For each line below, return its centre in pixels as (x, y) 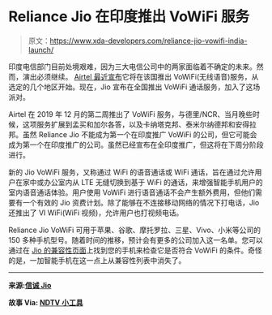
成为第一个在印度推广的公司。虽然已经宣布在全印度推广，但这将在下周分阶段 (136, 145)
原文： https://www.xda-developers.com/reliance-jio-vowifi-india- (138, 41)
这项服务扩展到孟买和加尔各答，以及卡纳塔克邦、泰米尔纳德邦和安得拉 (139, 124)
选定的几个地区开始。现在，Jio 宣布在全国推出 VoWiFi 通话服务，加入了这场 (134, 87)
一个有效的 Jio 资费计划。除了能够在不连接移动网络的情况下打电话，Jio (141, 202)
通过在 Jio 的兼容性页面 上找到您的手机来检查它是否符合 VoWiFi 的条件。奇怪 (136, 250)
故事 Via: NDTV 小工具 (46, 302)
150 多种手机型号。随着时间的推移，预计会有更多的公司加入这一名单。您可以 (136, 239)
